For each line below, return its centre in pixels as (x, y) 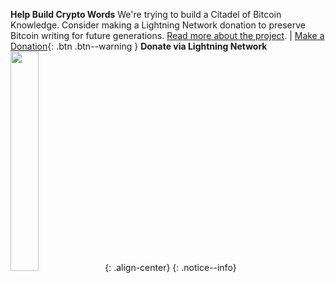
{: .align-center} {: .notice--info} (170, 267)
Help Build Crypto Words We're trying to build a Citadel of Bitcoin (146, 14)
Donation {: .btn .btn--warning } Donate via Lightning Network (139, 46)
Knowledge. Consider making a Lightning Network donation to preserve (158, 25)
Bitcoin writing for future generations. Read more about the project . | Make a (167, 35)
